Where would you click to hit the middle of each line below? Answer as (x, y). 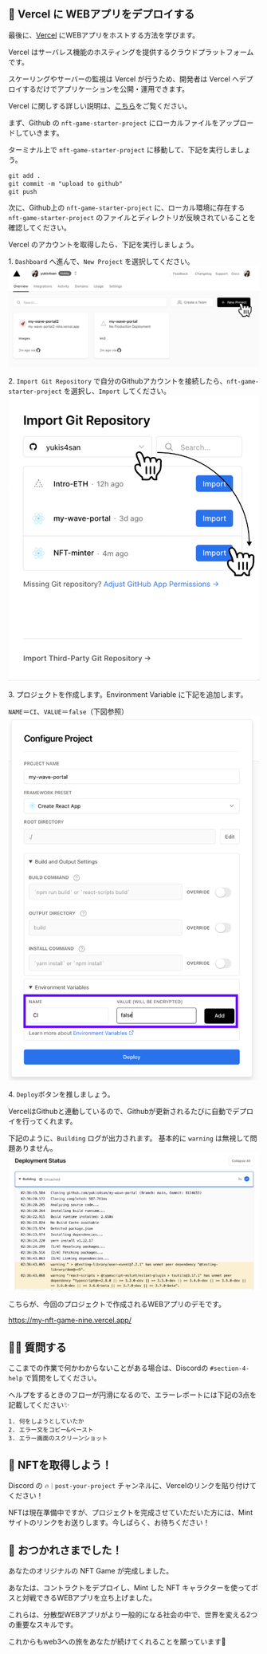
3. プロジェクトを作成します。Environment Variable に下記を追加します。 (128, 695)
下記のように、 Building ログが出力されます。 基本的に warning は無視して (129, 1138)
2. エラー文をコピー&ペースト (51, 1430)
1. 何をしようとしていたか (46, 1422)
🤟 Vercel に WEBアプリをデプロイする (102, 14)
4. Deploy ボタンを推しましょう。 (61, 1094)
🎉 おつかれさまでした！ (65, 1550)
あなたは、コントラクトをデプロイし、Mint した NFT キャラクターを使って (130, 1587)
